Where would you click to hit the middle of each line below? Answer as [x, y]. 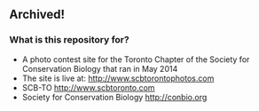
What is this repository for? [70, 40]
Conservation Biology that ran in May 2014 [100, 68]
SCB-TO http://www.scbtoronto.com [88, 87]
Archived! [37, 15]
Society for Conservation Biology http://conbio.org [114, 97]
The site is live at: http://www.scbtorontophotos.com [118, 78]
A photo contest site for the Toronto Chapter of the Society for [136, 59]
